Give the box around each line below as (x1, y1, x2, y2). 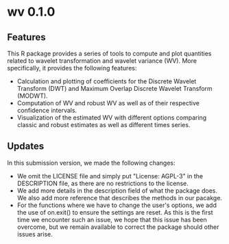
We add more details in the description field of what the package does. (16, 186, 218, 195)
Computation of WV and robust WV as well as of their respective (16, 99, 200, 107)
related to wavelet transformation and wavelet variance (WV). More (7, 57, 197, 65)
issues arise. (16, 230, 53, 238)
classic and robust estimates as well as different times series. (16, 121, 191, 128)
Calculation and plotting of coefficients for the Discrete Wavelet (16, 77, 197, 85)
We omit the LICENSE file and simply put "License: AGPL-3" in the (16, 172, 204, 180)
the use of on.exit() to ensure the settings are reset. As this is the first (16, 208, 213, 216)
